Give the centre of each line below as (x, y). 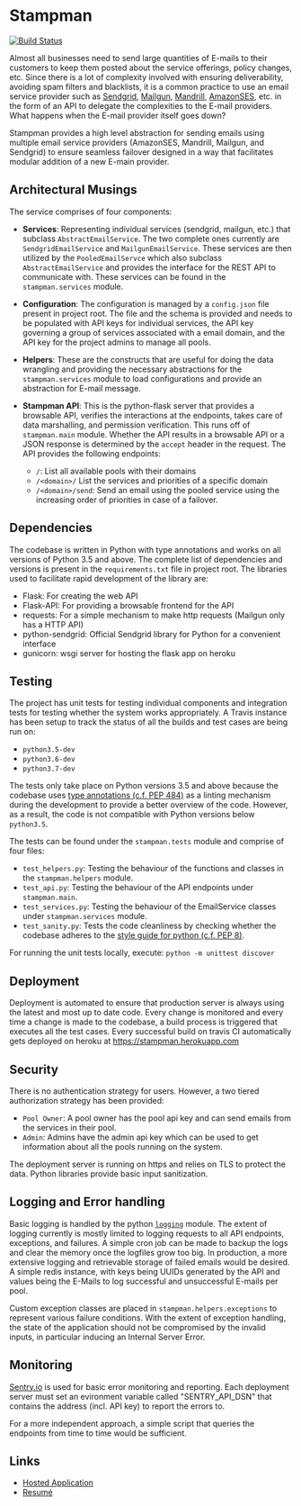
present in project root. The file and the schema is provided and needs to (157, 313)
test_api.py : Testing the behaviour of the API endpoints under (138, 888)
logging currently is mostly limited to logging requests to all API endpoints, (147, 1233)
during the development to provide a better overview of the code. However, (149, 805)
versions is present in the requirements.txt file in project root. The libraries (148, 569)
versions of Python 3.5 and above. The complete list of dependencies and (146, 559)
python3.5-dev (49, 750)
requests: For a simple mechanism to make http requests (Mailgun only (154, 615)
